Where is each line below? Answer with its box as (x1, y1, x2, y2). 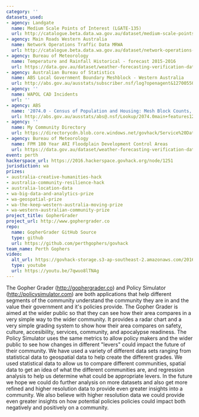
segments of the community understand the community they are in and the (6, 297, 190, 304)
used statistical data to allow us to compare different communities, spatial (6, 359, 186, 367)
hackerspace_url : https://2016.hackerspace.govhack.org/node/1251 (6, 158, 174, 164)
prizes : (6, 168, 25, 175)
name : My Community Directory (11, 125, 86, 130)
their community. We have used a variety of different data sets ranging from (6, 347, 191, 354)
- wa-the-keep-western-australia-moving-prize (6, 202, 123, 208)
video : (6, 252, 23, 257)
